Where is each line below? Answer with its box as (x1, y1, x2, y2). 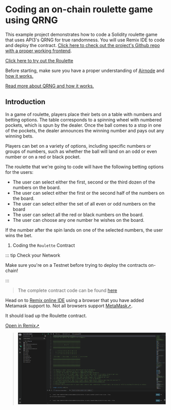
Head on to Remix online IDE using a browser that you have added (5, 297, 144, 303)
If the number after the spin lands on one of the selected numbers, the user (5, 226, 163, 233)
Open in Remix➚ (5, 322, 40, 328)
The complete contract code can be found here (17, 287, 118, 293)
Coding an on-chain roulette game (5, 4, 153, 15)
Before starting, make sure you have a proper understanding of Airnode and (5, 67, 164, 74)
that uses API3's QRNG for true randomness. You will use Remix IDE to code (5, 37, 165, 43)
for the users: (5, 169, 34, 175)
